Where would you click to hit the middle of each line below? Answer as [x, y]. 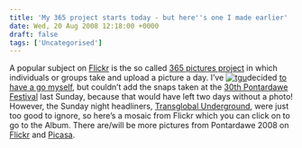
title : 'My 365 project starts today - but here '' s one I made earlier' [149, 17]
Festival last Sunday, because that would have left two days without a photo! [151, 97]
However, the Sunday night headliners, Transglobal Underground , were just [149, 106]
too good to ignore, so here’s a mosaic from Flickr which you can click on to [150, 116]
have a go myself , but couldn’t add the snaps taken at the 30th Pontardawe [149, 87]
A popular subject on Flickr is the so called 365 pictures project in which [143, 68]
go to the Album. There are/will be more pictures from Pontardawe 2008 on [149, 126]
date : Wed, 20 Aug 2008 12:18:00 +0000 [84, 26]
